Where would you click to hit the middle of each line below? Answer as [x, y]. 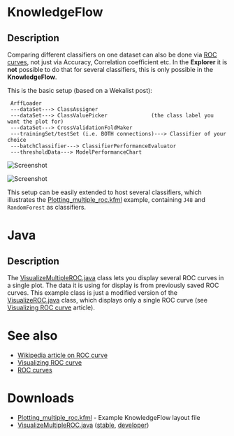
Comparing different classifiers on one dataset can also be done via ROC [112, 54]
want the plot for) [36, 122]
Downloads [41, 398]
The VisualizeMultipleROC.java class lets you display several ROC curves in [116, 278]
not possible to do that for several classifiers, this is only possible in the [110, 70]
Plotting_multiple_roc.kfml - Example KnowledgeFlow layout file [109, 417]
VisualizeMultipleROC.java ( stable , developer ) [83, 425]
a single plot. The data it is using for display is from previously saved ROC [113, 285]
